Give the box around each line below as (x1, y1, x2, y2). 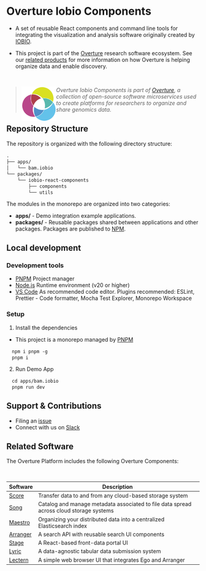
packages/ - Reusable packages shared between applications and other (15, 218, 199, 226)
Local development (6, 243, 82, 253)
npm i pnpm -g (12, 348, 48, 354)
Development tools (6, 261, 64, 270)
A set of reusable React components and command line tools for (15, 25, 178, 32)
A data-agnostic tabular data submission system (37, 548, 161, 555)
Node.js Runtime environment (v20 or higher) (15, 282, 130, 289)
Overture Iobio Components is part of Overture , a (56, 86, 181, 93)
